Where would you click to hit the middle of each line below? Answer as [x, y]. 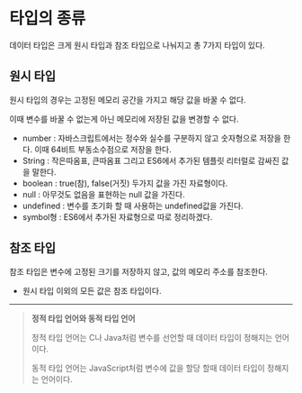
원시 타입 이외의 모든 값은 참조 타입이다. [92, 290]
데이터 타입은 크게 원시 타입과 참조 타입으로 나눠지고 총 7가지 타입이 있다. [137, 45]
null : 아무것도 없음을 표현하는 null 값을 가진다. [104, 194]
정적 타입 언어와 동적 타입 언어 [83, 318]
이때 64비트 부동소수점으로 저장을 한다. [103, 149]
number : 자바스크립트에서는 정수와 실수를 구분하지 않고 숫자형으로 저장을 [151, 138]
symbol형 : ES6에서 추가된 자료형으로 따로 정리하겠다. [117, 216]
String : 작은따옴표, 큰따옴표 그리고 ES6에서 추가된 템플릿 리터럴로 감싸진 [151, 160]
